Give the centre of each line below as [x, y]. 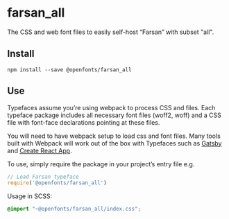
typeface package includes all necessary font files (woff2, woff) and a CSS [114, 115]
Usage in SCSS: [30, 196]
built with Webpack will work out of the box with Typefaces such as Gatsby [114, 143]
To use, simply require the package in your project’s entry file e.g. [101, 164]
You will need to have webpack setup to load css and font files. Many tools [114, 136]
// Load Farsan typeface [43, 177]
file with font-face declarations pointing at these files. [84, 122]
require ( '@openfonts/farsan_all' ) [57, 183]
